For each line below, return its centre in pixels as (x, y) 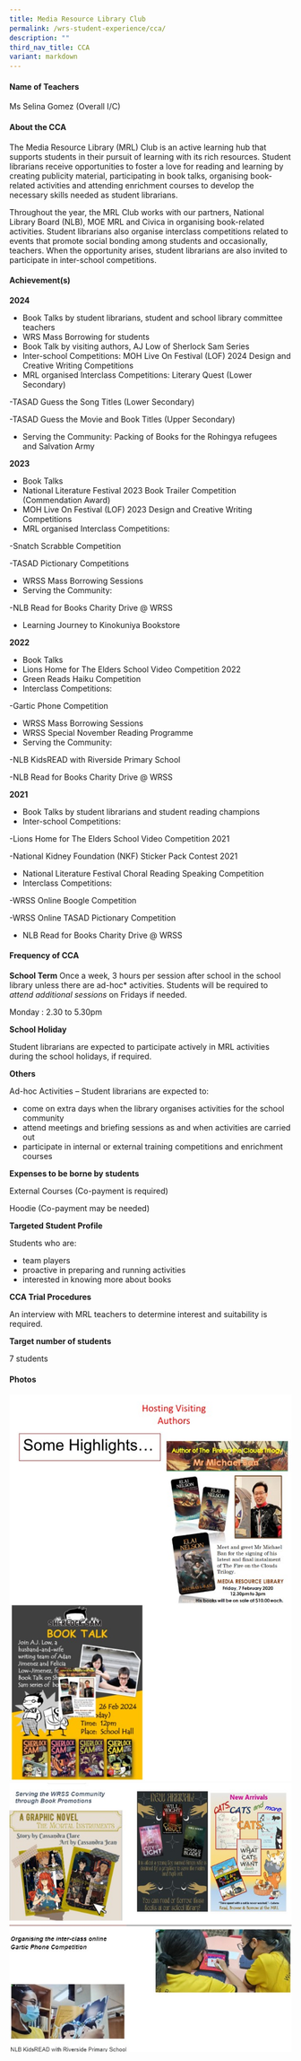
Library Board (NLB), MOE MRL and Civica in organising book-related (137, 222)
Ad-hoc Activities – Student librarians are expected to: (109, 1091)
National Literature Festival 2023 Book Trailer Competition (129, 490)
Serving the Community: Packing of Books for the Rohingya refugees (150, 436)
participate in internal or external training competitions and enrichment (153, 1146)
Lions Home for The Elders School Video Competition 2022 (132, 669)
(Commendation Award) (66, 500)
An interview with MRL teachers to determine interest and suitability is (138, 1314)
